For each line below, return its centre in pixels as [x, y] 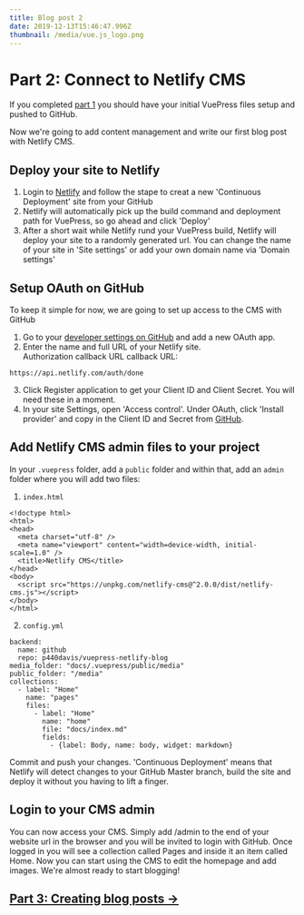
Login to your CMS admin [83, 810]
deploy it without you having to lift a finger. [89, 781]
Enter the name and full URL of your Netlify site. [112, 347]
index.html [43, 497]
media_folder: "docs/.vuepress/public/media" [97, 665]
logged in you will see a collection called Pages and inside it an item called [149, 851]
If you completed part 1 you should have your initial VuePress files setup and [152, 104]
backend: [26, 642]
